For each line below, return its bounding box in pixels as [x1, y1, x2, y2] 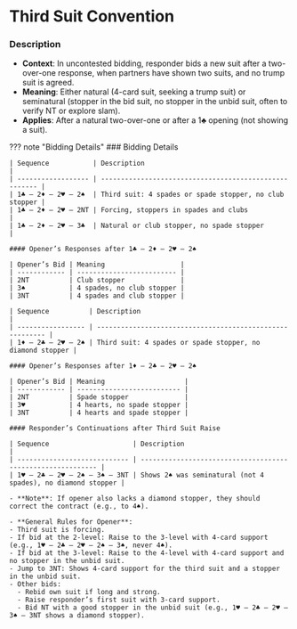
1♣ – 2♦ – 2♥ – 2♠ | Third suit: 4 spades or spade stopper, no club [17, 190, 285, 200]
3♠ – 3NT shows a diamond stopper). [9, 611, 145, 620]
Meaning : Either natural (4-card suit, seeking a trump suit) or [21, 86, 246, 97]
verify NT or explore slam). [21, 105, 121, 117]
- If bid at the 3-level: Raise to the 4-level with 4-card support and [9, 549, 285, 558]
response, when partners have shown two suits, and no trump [57, 68, 285, 78]
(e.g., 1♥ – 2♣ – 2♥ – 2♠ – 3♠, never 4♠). [9, 541, 173, 550]
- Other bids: [9, 580, 62, 589]
